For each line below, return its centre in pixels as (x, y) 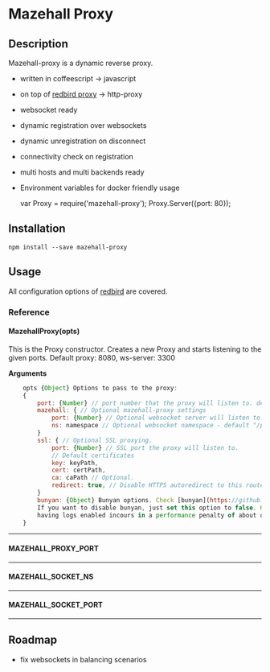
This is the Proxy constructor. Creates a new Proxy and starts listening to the (135, 349)
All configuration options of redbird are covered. (88, 291)
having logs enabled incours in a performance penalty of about (147, 515)
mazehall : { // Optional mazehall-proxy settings (122, 410)
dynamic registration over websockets (83, 125)
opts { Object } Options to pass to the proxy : (100, 388)
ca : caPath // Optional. (93, 478)
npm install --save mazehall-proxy (68, 247)
